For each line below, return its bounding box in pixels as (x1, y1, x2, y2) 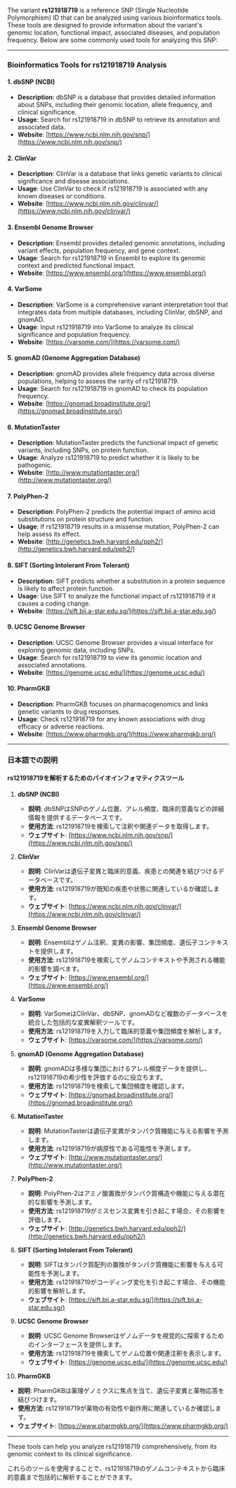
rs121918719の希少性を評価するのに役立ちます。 (27, 1073, 167, 1082)
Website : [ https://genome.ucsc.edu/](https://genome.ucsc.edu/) (17, 668, 205, 676)
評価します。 (27, 1216, 65, 1224)
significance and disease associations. (17, 177, 130, 186)
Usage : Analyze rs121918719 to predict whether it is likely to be (17, 454, 199, 462)
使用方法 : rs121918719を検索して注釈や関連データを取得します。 (27, 822, 213, 830)
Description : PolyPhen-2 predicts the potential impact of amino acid (17, 508, 216, 516)
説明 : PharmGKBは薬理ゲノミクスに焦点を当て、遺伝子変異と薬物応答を (17, 1387, 225, 1395)
